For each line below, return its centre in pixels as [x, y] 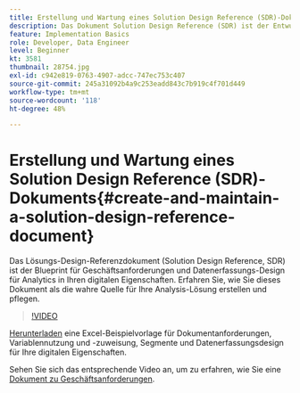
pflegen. [25, 299]
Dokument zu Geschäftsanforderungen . [82, 379]
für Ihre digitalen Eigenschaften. [68, 352]
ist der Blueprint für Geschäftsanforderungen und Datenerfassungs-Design [147, 270]
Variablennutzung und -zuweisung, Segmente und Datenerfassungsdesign [146, 343]
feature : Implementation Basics [69, 34]
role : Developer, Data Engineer [69, 42]
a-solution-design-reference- [122, 217]
